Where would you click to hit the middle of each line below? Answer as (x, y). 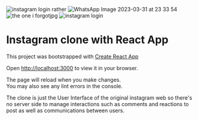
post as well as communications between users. (65, 110)
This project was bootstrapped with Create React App (72, 56)
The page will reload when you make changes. (64, 79)
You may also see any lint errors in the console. (64, 86)
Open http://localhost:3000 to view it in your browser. (72, 68)
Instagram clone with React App (87, 40)
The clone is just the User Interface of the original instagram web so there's (99, 97)
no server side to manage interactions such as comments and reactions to (98, 104)
